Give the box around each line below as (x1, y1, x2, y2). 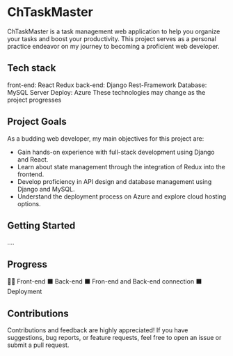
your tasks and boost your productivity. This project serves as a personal (7, 34, 217, 42)
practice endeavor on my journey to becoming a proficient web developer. (7, 42, 220, 50)
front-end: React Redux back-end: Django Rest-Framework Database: (7, 81, 207, 89)
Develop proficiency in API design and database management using (17, 177, 212, 185)
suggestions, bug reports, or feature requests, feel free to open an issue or (7, 334, 222, 341)
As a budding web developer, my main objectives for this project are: (7, 134, 204, 143)
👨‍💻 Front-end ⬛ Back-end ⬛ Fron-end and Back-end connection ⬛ (7, 277, 202, 286)
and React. (17, 155, 49, 164)
